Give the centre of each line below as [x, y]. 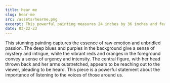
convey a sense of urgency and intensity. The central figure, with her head [83, 59]
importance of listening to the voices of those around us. [64, 75]
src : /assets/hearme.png [31, 19]
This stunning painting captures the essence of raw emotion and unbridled [83, 43]
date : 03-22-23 [21, 29]
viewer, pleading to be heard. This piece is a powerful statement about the [83, 70]
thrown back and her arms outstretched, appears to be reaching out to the [83, 64]
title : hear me [21, 10]
